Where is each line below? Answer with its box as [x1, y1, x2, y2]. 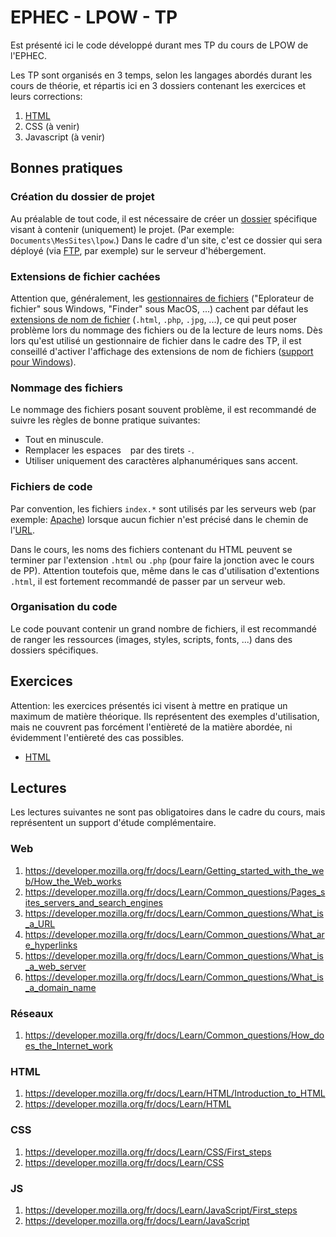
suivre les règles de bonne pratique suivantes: [10, 414, 201, 426]
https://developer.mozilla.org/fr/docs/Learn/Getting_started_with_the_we [24, 864, 325, 876]
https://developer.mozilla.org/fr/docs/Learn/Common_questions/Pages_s [24, 886, 326, 898]
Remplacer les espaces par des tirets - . [24, 444, 195, 456]
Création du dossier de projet [10, 190, 155, 204]
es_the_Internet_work [24, 1040, 113, 1052]
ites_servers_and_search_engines [24, 896, 163, 908]
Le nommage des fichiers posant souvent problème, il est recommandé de [10, 404, 317, 416]
